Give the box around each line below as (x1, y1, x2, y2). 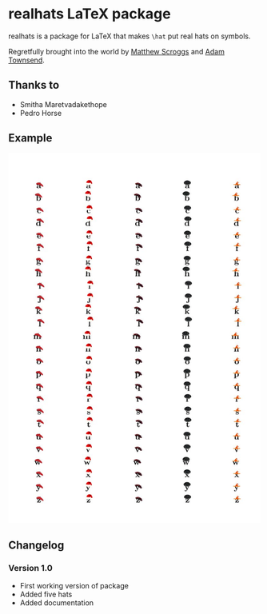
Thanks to (8, 78, 60, 92)
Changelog (8, 539, 65, 552)
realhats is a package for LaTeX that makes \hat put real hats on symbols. (8, 31, 251, 41)
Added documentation (19, 597, 94, 608)
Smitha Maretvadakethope (19, 99, 108, 109)
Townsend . (8, 55, 46, 65)
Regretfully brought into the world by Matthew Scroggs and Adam (8, 46, 225, 56)
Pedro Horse (19, 108, 62, 118)
